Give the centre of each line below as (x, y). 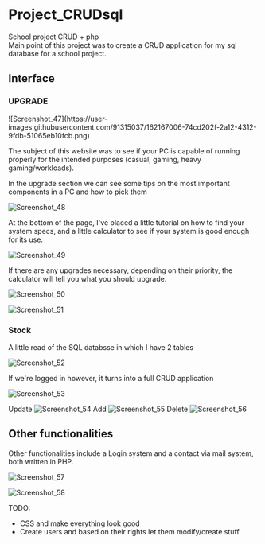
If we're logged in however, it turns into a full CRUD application (111, 378)
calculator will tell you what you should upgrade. (88, 278)
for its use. (26, 239)
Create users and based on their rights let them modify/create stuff (130, 531)
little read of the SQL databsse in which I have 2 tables (104, 347)
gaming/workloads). (41, 168)
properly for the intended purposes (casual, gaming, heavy (105, 159)
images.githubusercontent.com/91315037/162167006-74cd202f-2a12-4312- (132, 127)
